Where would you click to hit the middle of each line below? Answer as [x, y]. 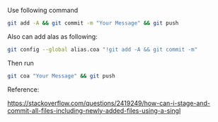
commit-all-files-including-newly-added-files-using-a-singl [94, 110]
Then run [21, 63]
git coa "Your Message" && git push [61, 76]
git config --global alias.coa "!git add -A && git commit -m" [103, 49]
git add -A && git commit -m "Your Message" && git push [93, 23]
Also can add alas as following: [52, 36]
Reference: [23, 89]
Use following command [43, 10]
